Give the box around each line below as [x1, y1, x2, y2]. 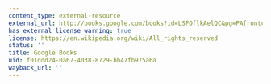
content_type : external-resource [8, 11, 121, 20]
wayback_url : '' [8, 64, 63, 72]
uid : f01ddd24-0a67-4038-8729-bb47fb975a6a [8, 57, 157, 65]
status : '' [8, 42, 45, 50]
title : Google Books [8, 49, 78, 57]
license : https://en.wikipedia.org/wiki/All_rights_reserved [8, 34, 219, 42]
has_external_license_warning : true [8, 26, 131, 34]
